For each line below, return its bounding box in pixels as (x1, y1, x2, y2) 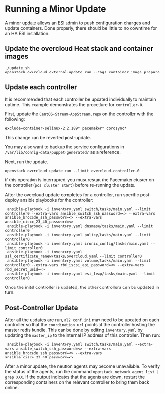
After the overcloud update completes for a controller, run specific (5, 191, 139, 198)
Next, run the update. (5, 159, 48, 165)
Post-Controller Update (5, 303, 78, 312)
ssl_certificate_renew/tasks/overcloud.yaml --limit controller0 (5, 254, 142, 259)
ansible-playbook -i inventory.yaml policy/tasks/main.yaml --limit (7, 232, 151, 237)
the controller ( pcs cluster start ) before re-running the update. (5, 182, 136, 188)
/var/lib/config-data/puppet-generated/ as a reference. (5, 149, 121, 155)
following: (5, 116, 25, 122)
